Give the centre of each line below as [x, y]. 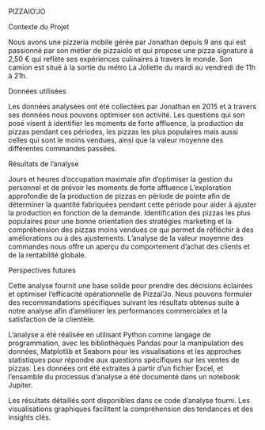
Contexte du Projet [39, 27]
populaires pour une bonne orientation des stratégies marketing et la [120, 221]
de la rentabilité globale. [47, 255]
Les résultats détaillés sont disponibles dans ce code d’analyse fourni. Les [129, 400]
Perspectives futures [42, 270]
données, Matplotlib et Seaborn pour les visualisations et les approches [125, 351]
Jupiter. [21, 385]
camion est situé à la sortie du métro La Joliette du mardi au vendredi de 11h [132, 67]
